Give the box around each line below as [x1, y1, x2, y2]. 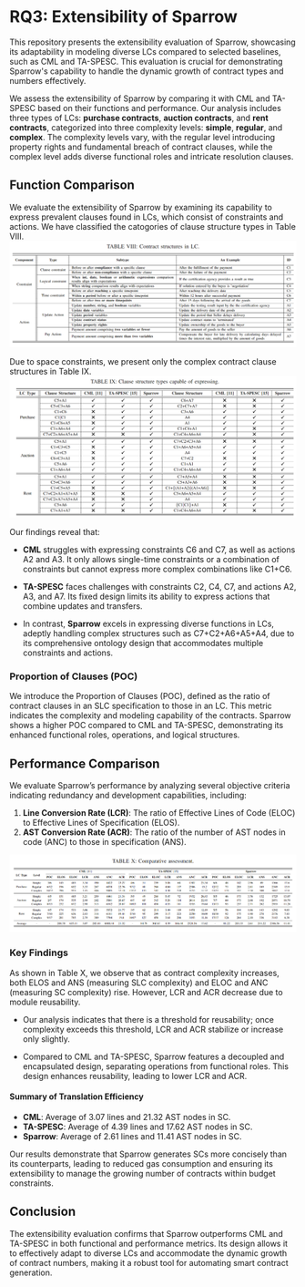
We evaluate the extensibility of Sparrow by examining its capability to [9, 201, 273, 212]
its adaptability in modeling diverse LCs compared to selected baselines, [9, 46, 281, 57]
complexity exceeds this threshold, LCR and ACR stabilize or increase [22, 1024, 284, 1035]
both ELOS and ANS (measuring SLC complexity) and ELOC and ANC [9, 977, 269, 988]
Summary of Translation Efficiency [9, 1091, 144, 1102]
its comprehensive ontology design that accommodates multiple [22, 637, 264, 648]
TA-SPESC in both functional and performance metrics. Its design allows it [9, 1238, 289, 1249]
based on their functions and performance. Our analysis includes [37, 102, 282, 113]
